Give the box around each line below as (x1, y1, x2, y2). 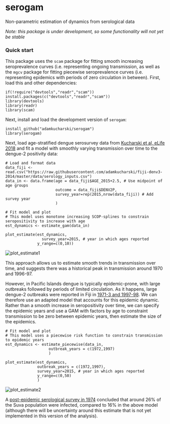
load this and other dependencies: (5, 80, 77, 86)
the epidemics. (5, 319, 37, 325)
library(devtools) (5, 99, 44, 104)
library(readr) (5, 103, 38, 108)
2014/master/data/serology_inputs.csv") (5, 174, 93, 179)
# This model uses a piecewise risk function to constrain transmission (5, 333, 163, 338)
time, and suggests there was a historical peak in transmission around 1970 (5, 265, 163, 272)
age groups (5, 183, 29, 188)
